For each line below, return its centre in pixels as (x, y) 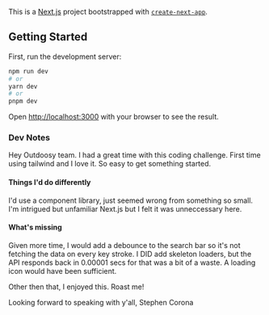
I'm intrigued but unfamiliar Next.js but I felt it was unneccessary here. (125, 208)
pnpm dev (23, 101)
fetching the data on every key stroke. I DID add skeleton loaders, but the (130, 254)
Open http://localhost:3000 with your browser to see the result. (114, 117)
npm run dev (28, 71)
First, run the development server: (65, 57)
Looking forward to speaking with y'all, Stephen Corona (101, 302)
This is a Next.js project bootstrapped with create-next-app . (108, 12)
